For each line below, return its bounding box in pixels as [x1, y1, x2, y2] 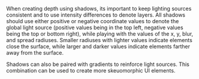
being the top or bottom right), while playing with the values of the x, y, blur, [6, 30, 194, 37]
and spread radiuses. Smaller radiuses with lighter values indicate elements [6, 37, 193, 43]
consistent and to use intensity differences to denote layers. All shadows [6, 11, 186, 18]
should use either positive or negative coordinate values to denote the [6, 18, 179, 24]
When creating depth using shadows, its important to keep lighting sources [6, 5, 192, 12]
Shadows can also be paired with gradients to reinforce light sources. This [6, 61, 190, 68]
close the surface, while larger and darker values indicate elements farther [6, 43, 191, 50]
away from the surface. [6, 49, 64, 56]
